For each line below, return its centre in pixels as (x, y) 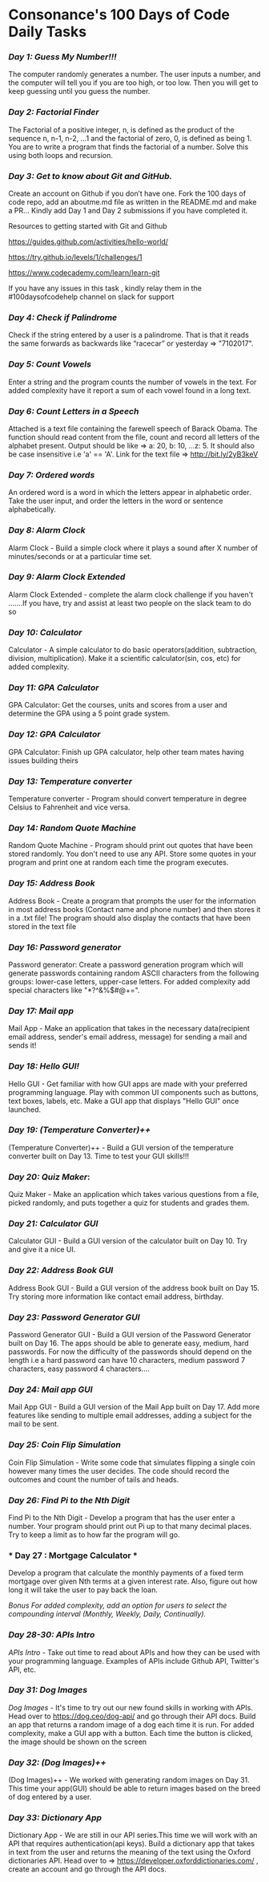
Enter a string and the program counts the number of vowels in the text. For (132, 382)
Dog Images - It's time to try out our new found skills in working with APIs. (131, 1707)
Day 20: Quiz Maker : (49, 1177)
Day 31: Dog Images (48, 1690)
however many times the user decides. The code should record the (119, 1470)
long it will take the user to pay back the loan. (83, 1590)
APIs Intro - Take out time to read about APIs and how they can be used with (134, 1652)
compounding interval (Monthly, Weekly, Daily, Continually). (107, 1614)
